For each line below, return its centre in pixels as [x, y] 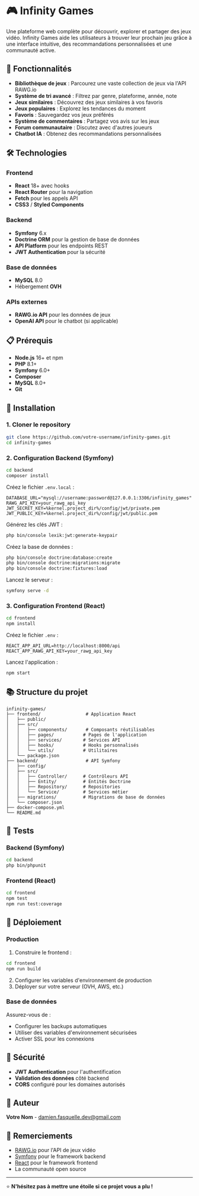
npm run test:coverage [34, 904]
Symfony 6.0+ [32, 370]
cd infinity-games [29, 443]
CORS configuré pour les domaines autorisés [70, 1084]
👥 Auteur [23, 1103]
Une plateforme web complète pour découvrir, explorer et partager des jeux [99, 31]
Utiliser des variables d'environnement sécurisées [76, 1032]
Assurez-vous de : [29, 1014]
